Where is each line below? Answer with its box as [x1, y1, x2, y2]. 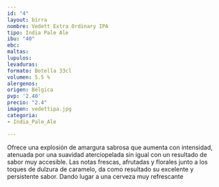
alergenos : [7, 80, 38, 87]
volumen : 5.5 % [7, 73, 51, 81]
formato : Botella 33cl [7, 67, 72, 74]
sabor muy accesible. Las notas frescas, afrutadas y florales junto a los [7, 158, 208, 166]
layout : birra [7, 16, 48, 23]
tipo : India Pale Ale [7, 29, 69, 36]
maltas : [7, 49, 29, 55]
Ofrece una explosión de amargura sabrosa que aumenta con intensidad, [7, 143, 214, 151]
